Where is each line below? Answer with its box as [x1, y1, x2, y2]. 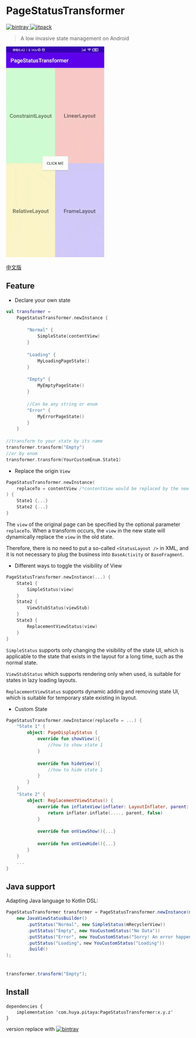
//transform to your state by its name [6, 438, 103, 444]
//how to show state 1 [47, 742, 103, 748]
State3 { [16, 617, 38, 623]
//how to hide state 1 [47, 767, 103, 773]
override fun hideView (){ [37, 761, 100, 767]
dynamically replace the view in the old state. [6, 533, 114, 540]
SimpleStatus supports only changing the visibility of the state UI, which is [6, 647, 184, 654]
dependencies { [6, 1003, 43, 1009]
